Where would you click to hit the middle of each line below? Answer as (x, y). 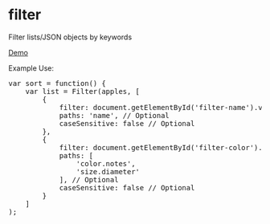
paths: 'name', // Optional (115, 115)
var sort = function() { (57, 83)
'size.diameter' (108, 171)
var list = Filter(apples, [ (83, 91)
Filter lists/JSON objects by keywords (70, 37)
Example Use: (31, 68)
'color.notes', (106, 163)
